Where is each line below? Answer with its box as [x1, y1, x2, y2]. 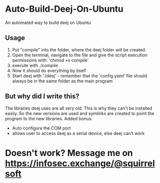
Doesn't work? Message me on [5, 147, 133, 159]
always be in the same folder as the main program [12, 78, 113, 84]
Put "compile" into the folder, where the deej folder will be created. [12, 46, 146, 52]
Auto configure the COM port [12, 125, 71, 131]
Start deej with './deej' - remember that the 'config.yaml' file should [12, 72, 147, 79]
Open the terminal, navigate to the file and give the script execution [12, 52, 148, 58]
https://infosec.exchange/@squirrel [5, 158, 155, 169]
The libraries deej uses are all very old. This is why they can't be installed [5, 105, 152, 111]
